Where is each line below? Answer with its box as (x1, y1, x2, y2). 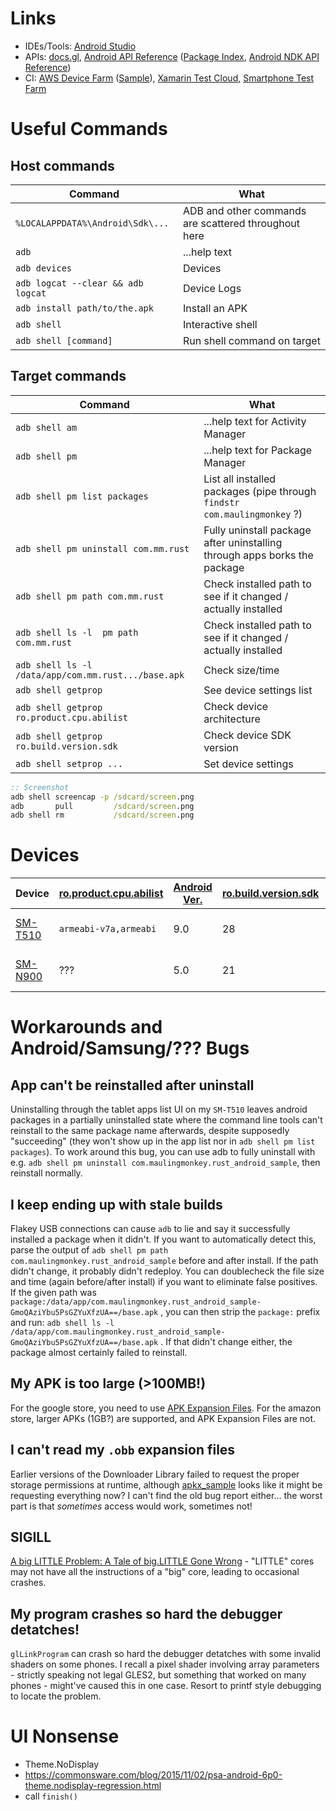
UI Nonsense (10, 1725, 120, 1748)
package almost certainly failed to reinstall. (10, 1347, 188, 1358)
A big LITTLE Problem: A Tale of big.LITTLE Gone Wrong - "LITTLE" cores (10, 1555, 315, 1567)
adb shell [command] (15, 335, 113, 346)
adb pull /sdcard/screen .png (10, 801, 195, 811)
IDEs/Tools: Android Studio (24, 40, 137, 52)
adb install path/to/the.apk (15, 302, 154, 314)
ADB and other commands (183, 203, 307, 217)
